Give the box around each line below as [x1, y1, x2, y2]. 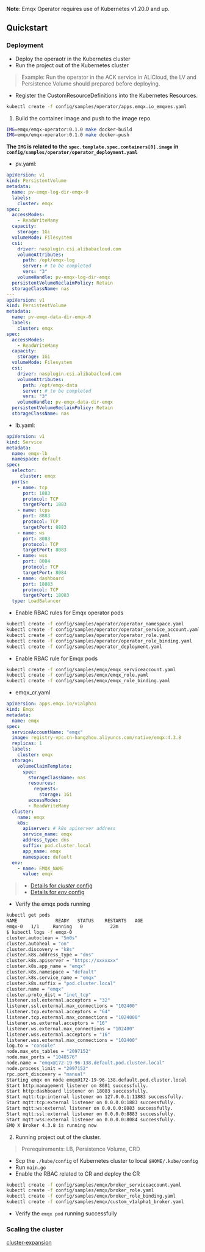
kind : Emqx [6, 707, 34, 713]
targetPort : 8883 [22, 524, 67, 530]
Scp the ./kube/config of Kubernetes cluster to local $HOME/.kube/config [15, 1157, 198, 1164]
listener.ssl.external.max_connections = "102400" [6, 1003, 138, 1010]
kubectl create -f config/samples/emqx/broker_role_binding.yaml [6, 1193, 176, 1199]
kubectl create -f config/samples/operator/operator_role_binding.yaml [6, 638, 192, 644]
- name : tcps [17, 507, 51, 514]
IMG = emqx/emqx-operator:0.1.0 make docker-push [6, 132, 130, 138]
